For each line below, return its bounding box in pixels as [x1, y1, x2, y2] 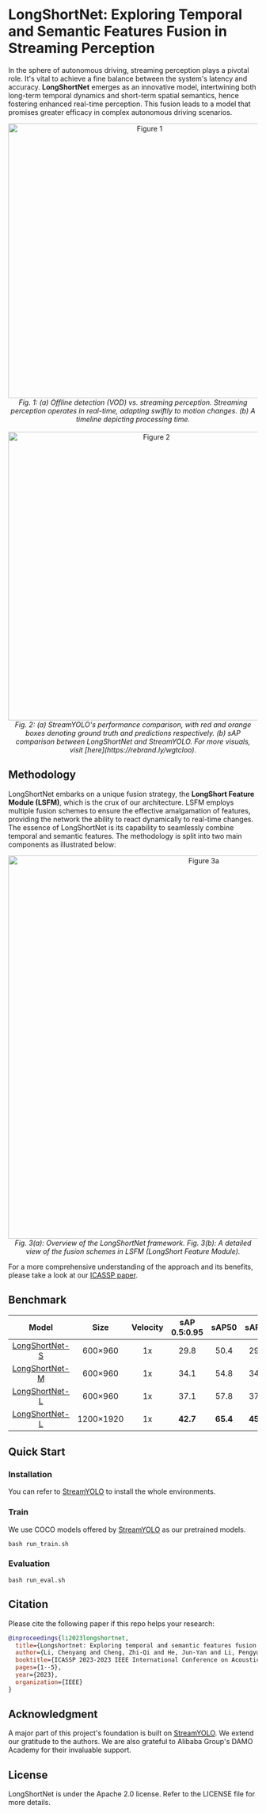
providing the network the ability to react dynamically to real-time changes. [8, 814, 254, 824]
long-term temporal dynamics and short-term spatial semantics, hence [8, 90, 239, 100]
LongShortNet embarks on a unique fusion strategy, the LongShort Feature [8, 789, 255, 798]
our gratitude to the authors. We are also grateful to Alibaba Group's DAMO [8, 1737, 253, 1746]
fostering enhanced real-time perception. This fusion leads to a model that [8, 99, 251, 109]
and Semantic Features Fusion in [8, 22, 227, 40]
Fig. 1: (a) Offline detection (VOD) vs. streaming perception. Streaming [18, 398, 248, 407]
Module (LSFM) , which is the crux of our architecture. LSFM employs [8, 798, 234, 807]
